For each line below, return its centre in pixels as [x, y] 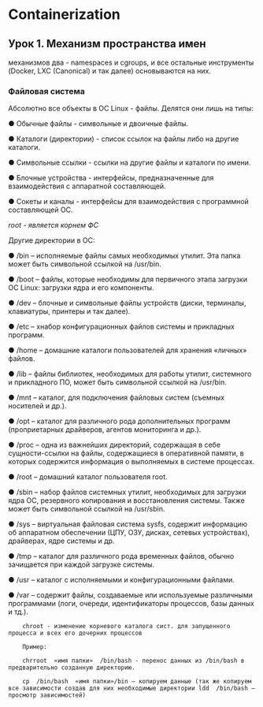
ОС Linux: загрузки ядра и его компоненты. [81, 288]
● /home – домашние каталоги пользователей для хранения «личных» [128, 350]
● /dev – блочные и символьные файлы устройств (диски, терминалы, [127, 303]
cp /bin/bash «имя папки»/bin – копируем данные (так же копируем [137, 682]
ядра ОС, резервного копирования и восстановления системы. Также [127, 500]
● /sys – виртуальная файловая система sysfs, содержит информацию [128, 524]
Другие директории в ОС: [52, 240]
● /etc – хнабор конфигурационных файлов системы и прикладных [121, 327]
